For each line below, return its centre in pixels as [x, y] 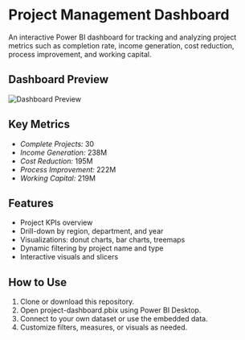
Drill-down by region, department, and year [92, 231]
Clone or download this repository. [77, 302]
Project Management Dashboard [119, 15]
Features [31, 203]
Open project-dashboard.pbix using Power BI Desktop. [110, 310]
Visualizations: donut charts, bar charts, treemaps [102, 240]
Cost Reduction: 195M [57, 161]
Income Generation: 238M [63, 152]
